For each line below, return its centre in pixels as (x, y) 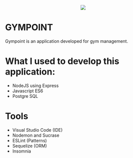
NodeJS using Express (35, 85)
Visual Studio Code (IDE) (37, 130)
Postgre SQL (25, 96)
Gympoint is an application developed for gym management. (67, 41)
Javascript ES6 (28, 91)
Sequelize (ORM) (29, 146)
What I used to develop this (62, 61)
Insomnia (22, 151)
